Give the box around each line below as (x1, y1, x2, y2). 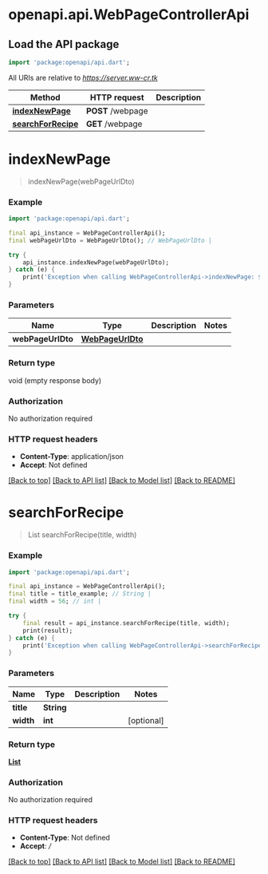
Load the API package (8, 38, 120, 51)
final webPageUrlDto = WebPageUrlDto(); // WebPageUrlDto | (8, 236, 213, 244)
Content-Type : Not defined (19, 832, 110, 843)
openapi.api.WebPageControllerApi (8, 6, 250, 24)
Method (30, 92, 61, 103)
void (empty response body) (8, 375, 102, 385)
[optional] (127, 714, 165, 726)
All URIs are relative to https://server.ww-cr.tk (8, 73, 158, 82)
